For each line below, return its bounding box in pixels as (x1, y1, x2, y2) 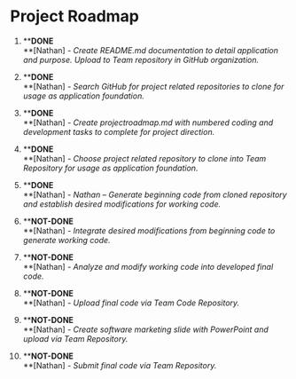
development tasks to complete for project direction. (22, 126, 215, 137)
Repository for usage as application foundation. (22, 162, 199, 173)
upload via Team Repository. (22, 333, 129, 343)
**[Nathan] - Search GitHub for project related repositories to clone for (22, 81, 284, 91)
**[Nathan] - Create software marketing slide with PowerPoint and (22, 324, 269, 335)
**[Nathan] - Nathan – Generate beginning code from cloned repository (22, 189, 287, 200)
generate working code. (22, 234, 111, 245)
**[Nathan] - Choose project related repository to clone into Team (22, 153, 267, 163)
